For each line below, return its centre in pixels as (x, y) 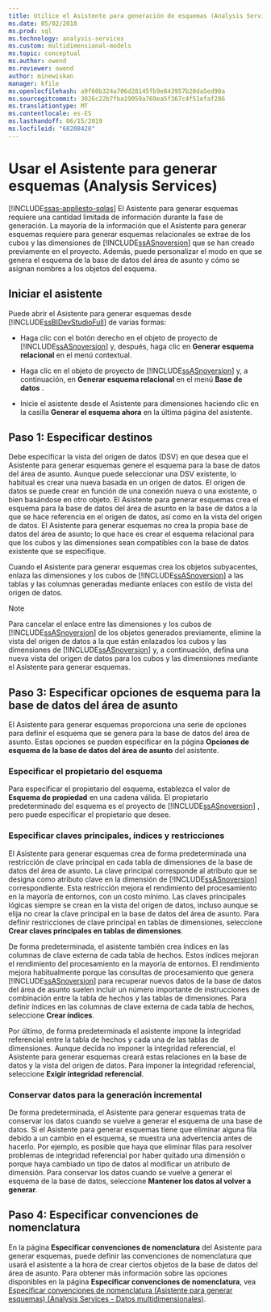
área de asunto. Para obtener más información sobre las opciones (118, 1273)
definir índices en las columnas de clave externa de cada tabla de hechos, (131, 1006)
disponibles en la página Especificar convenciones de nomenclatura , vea (132, 1281)
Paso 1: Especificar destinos (81, 437)
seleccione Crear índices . (52, 1015)
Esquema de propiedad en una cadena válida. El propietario (108, 798)
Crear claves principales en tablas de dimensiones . (96, 930)
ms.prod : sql (30, 31)
